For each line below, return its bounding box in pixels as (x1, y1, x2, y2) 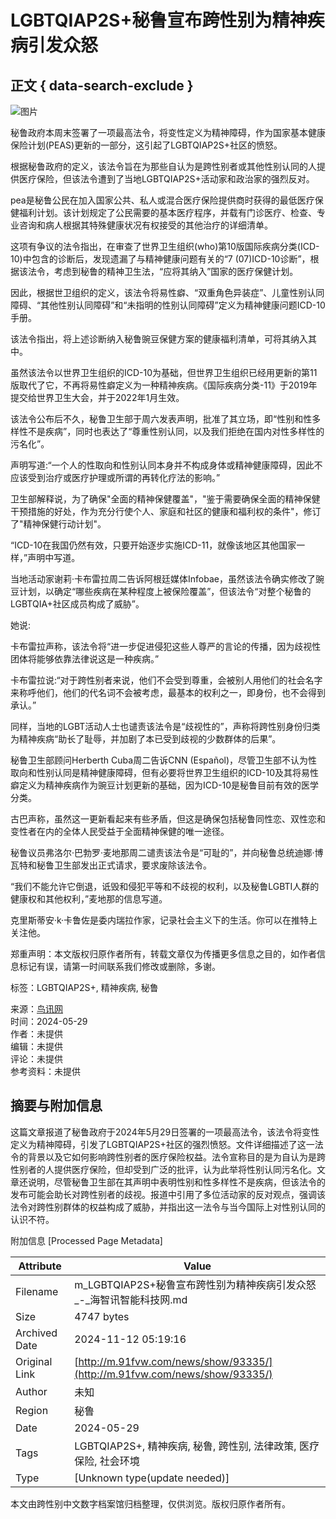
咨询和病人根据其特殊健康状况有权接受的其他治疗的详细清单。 (18, 219, 273, 231)
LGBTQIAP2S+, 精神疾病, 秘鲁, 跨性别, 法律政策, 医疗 (74, 1439, 320, 1453)
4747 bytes (74, 1309, 130, 1323)
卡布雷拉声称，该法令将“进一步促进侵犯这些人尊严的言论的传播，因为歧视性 (10, 641, 322, 652)
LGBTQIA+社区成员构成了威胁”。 (10, 598, 145, 610)
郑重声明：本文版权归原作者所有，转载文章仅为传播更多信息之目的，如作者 (10, 948, 317, 960)
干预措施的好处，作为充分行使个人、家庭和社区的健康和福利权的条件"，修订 (10, 506, 322, 517)
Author (15, 1384, 48, 1398)
